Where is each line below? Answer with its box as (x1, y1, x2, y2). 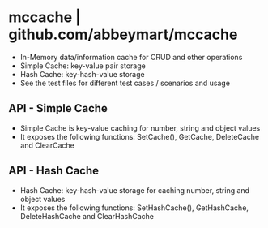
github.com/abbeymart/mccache (8, 25, 238, 44)
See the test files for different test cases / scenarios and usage (19, 78, 231, 88)
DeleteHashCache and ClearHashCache (19, 211, 154, 221)
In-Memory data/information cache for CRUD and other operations (19, 52, 243, 62)
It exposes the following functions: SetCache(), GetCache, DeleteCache (19, 131, 260, 141)
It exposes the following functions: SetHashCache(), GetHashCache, (19, 203, 249, 213)
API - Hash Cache (8, 164, 100, 178)
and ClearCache (19, 140, 75, 150)
